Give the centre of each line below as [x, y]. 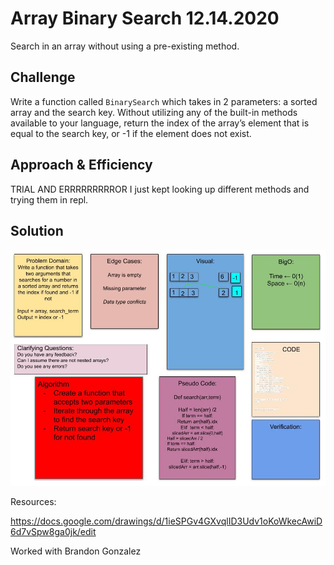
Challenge [43, 77]
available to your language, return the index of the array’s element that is [160, 123]
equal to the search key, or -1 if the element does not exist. [131, 133]
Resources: [33, 502]
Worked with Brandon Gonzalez [76, 551]
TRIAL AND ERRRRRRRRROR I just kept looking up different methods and [160, 189]
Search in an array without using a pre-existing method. [125, 46]
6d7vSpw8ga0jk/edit [53, 532]
